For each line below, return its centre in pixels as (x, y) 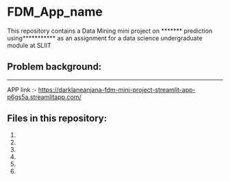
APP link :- (22, 89)
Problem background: (54, 67)
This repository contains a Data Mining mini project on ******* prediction (110, 31)
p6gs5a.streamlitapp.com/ (44, 97)
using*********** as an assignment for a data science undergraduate (105, 38)
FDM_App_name (55, 12)
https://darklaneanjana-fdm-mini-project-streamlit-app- (117, 89)
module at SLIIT (29, 45)
